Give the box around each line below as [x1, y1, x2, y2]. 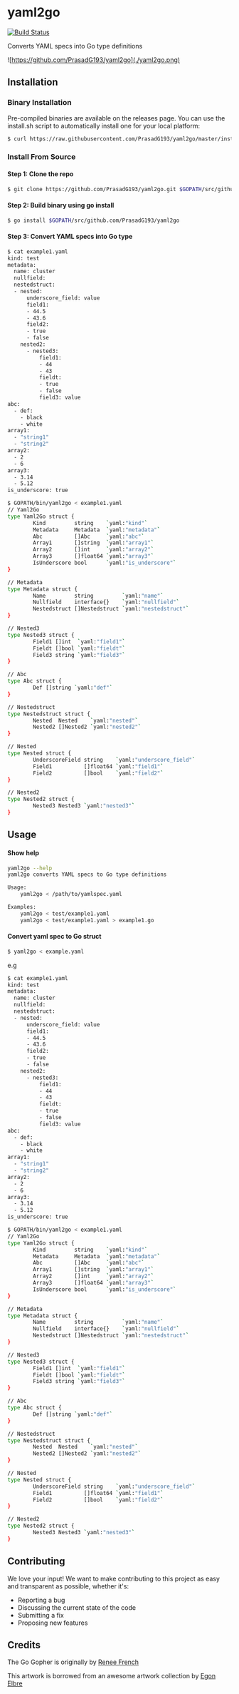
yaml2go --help [7, 864, 53, 872]
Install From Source [7, 152, 76, 162]
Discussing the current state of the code [17, 1603, 137, 1612]
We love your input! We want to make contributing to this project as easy [7, 1574, 221, 1583]
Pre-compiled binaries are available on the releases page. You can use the [7, 113, 225, 122]
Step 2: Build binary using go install [7, 201, 115, 210]
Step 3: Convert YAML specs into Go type [7, 233, 133, 241]
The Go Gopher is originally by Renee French [7, 1658, 139, 1666]
